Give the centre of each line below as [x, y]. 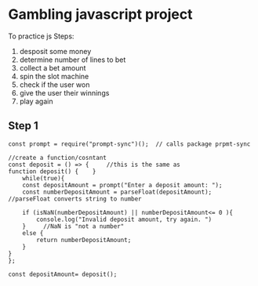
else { [33, 233]
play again [36, 101]
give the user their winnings [64, 92]
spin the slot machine [54, 76]
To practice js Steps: [41, 36]
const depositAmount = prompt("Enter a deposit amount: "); [122, 185]
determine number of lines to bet [73, 60]
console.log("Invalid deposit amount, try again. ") [124, 219]
